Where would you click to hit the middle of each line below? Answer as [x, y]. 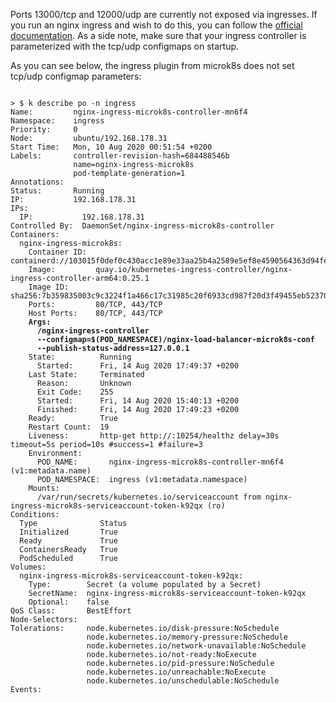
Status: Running [57, 191]
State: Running [80, 357]
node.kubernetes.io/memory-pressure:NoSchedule [187, 637]
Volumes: [28, 567]
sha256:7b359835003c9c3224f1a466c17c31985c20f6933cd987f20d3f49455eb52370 [169, 296]
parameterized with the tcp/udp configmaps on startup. [125, 46]
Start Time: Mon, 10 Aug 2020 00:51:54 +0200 [111, 147]
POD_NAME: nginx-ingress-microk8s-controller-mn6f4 [160, 462]
